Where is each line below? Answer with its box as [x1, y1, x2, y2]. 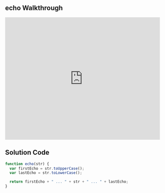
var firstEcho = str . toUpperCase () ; [9, 166, 84, 171]
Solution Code [5, 148, 50, 157]
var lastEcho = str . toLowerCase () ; [9, 170, 82, 175]
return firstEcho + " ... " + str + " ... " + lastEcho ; [9, 179, 129, 184]
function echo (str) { [5, 161, 50, 166]
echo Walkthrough [5, 4, 63, 12]
